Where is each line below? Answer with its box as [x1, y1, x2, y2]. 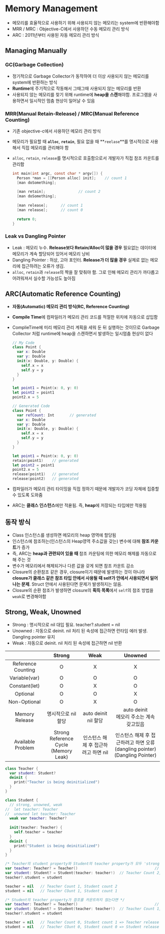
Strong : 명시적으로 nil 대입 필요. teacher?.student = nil [12, 621, 120, 627]
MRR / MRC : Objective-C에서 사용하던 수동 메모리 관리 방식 [12, 26, 129, 32]
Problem [14, 744, 34, 751]
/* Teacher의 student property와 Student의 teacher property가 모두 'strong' [5, 861, 162, 866]
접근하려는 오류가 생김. [21, 263, 65, 269]
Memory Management [5, 3, 98, 14]
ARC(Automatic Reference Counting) [5, 290, 121, 298]
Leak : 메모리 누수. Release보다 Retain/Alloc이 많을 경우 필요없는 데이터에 [12, 244, 156, 250]
